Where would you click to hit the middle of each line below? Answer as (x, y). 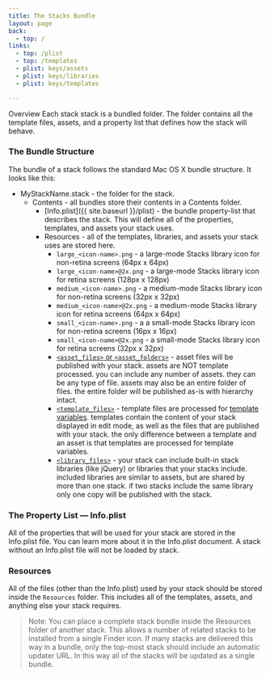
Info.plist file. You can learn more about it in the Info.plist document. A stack (135, 542)
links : (19, 46)
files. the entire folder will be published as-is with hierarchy (155, 391)
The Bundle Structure (51, 152)
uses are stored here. (80, 245)
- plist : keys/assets (52, 69)
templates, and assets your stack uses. (109, 228)
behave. (22, 131)
